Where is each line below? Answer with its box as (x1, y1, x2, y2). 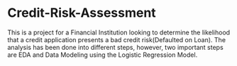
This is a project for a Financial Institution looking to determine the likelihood (7, 28, 231, 37)
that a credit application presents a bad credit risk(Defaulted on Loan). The (7, 35, 226, 44)
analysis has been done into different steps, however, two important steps (7, 43, 224, 51)
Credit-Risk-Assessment (7, 5, 156, 21)
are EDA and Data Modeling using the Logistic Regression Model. (7, 51, 198, 59)
